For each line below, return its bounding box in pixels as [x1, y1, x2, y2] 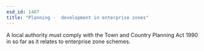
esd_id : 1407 [6, 8, 40, 15]
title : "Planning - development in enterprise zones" [6, 15, 149, 21]
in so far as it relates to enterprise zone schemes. [6, 38, 131, 45]
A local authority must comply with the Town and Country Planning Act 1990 [6, 31, 199, 38]
